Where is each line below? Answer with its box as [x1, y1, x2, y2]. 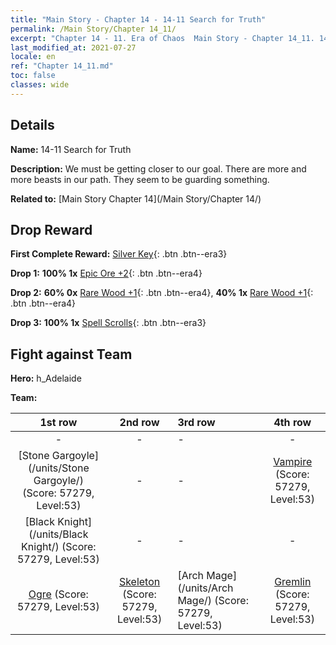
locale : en [10, 52, 56, 62]
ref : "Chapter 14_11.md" [10, 61, 114, 71]
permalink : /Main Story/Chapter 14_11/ [10, 24, 177, 34]
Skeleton [118, 575, 161, 589]
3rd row [177, 416, 216, 430]
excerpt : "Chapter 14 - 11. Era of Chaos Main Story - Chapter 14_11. [10, 33, 315, 43]
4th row [273, 416, 312, 430]
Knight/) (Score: [21, 540, 97, 554]
